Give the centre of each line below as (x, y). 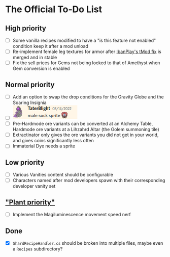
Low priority (25, 162)
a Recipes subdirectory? (38, 249)
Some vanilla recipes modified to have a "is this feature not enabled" (84, 40)
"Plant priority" (30, 202)
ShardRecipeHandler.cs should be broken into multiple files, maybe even (88, 243)
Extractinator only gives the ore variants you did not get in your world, (86, 135)
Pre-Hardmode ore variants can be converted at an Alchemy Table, (83, 124)
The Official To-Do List (54, 9)
